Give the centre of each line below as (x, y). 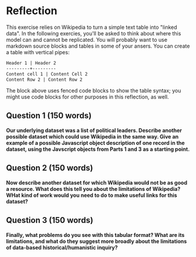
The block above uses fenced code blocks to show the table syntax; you (94, 91)
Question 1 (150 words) (49, 115)
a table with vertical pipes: (38, 52)
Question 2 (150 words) (50, 168)
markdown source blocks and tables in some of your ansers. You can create (98, 46)
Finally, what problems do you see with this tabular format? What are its (95, 235)
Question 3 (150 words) (50, 220)
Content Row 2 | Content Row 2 (44, 80)
